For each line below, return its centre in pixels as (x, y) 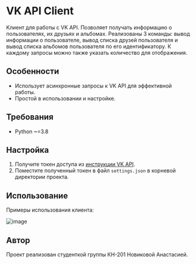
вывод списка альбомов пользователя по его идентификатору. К (89, 46)
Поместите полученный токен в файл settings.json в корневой (95, 171)
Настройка (28, 150)
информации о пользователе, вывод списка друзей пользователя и (92, 40)
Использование (37, 195)
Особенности (33, 72)
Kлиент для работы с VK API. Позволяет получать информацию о (89, 27)
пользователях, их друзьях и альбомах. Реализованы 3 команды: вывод (98, 33)
